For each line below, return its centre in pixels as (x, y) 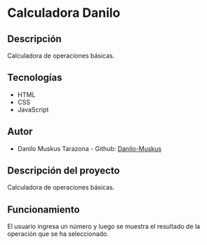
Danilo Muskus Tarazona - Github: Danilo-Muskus (89, 148)
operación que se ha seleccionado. (58, 234)
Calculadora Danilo (64, 13)
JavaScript (33, 110)
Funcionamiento (44, 210)
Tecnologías (35, 78)
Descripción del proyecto (64, 171)
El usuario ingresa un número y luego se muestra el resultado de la (104, 227)
